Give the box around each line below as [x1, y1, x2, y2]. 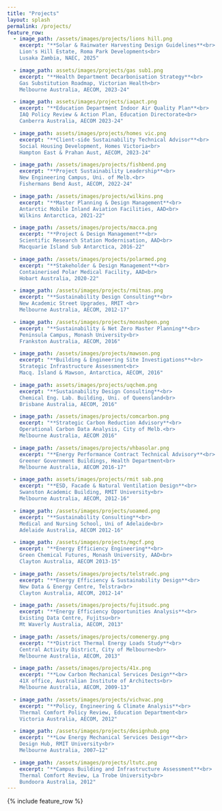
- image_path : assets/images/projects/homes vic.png [13, 129, 167, 137]
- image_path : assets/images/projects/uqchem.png [13, 382, 157, 388]
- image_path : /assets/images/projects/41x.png [13, 665, 152, 672]
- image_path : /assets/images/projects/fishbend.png [13, 162, 167, 169]
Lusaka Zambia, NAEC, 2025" [19, 55, 99, 62]
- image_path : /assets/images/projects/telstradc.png [13, 570, 169, 577]
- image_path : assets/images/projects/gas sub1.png [13, 66, 164, 74]
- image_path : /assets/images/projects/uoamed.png [13, 508, 161, 514]
